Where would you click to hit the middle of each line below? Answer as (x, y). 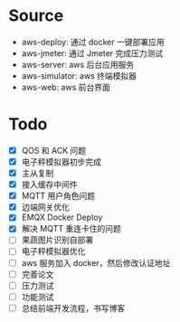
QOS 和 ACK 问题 (54, 150)
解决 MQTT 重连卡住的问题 (71, 229)
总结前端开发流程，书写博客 (73, 308)
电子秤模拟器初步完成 (61, 161)
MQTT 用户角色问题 (58, 196)
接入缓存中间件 (49, 185)
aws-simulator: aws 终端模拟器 (79, 76)
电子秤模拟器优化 (53, 251)
